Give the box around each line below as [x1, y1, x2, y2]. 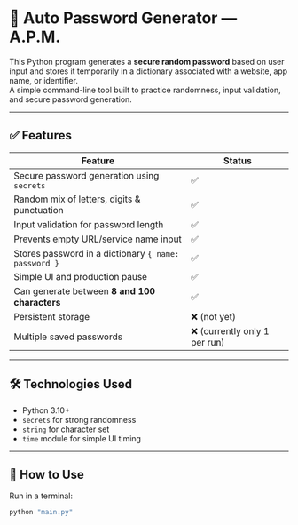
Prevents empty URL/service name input [13, 233, 182, 245]
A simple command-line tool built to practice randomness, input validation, [9, 84, 281, 95]
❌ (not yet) [190, 310, 237, 322]
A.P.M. [9, 27, 61, 47]
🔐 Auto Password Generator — [9, 8, 238, 28]
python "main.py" [9, 508, 74, 517]
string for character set [21, 424, 110, 434]
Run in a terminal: [9, 490, 74, 501]
